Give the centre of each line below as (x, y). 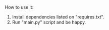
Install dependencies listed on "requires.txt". (58, 17)
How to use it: (19, 7)
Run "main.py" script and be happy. (49, 22)
